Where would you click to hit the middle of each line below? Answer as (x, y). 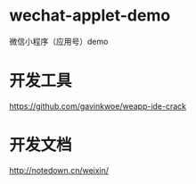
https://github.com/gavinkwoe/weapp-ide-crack (98, 106)
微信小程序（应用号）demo (59, 41)
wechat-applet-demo (90, 16)
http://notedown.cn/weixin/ (59, 170)
